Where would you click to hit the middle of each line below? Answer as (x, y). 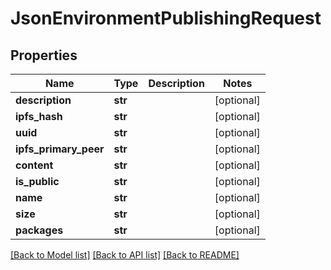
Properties (44, 55)
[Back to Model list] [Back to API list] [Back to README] (125, 255)
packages (39, 230)
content (34, 165)
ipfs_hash (39, 116)
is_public (37, 181)
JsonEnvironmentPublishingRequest (166, 18)
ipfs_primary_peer (60, 149)
